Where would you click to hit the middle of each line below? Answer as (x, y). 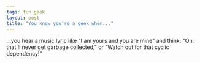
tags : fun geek (26, 12)
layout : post (23, 18)
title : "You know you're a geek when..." (60, 23)
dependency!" (24, 54)
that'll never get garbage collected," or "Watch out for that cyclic (88, 47)
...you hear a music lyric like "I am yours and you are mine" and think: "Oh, (100, 41)
